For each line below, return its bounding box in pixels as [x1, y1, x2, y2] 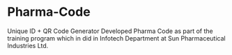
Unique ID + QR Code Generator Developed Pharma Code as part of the [7, 27, 214, 35]
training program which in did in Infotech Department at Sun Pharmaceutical [7, 34, 226, 42]
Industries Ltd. [7, 41, 49, 49]
